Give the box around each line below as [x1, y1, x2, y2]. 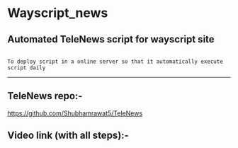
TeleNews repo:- [7, 90, 83, 102]
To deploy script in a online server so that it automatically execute [7, 58, 223, 65]
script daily [7, 64, 46, 72]
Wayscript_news [7, 5, 108, 21]
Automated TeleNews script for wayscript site [7, 33, 215, 45]
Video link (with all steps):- [7, 130, 129, 142]
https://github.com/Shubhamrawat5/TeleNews [7, 108, 143, 118]
